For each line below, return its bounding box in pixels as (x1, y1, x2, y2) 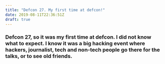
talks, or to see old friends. (5, 53, 72, 60)
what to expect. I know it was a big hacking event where (5, 40, 145, 47)
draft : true (5, 17, 30, 22)
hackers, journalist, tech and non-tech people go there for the (5, 46, 160, 53)
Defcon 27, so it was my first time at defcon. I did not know (5, 34, 152, 41)
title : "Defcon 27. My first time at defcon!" (5, 7, 105, 13)
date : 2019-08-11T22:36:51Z (5, 12, 65, 17)
